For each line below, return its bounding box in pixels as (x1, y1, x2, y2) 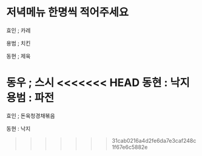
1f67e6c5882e (112, 143, 148, 151)
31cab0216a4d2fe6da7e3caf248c (112, 137, 197, 144)
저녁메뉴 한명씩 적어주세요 (6, 5, 129, 19)
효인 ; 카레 (6, 27, 31, 34)
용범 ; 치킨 (6, 39, 31, 47)
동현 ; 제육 (6, 52, 31, 59)
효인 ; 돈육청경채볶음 (6, 112, 56, 119)
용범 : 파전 (6, 91, 55, 105)
